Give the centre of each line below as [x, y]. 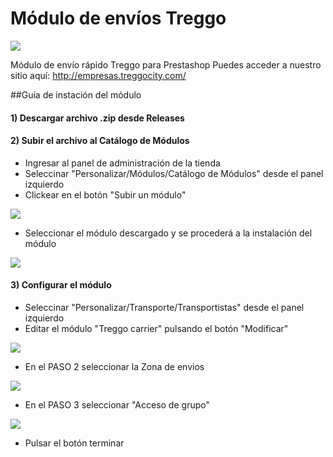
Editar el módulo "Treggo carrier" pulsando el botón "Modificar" [156, 328]
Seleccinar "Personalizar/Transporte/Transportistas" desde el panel [164, 307]
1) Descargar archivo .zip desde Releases [97, 118]
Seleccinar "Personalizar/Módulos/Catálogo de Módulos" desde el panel [174, 173]
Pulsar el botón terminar [74, 443]
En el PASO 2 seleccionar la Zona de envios [114, 366]
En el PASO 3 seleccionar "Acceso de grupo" [117, 404]
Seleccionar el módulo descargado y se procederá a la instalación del [168, 233]
